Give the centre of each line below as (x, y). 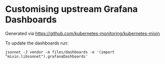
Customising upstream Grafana (72, 9)
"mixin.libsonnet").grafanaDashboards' (47, 56)
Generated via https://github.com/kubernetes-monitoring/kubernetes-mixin (83, 33)
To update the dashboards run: (37, 43)
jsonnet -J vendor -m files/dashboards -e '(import (60, 52)
